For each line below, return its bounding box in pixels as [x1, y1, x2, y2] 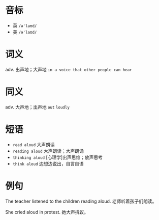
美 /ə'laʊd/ [12, 29, 37, 35]
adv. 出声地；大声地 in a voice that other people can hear [5, 66, 132, 72]
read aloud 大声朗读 [12, 141, 55, 148]
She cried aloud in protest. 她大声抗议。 [5, 209, 89, 215]
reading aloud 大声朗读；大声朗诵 [12, 148, 84, 154]
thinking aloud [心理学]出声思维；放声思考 [12, 154, 103, 160]
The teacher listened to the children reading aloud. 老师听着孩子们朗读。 [5, 198, 157, 204]
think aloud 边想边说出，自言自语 [12, 160, 84, 167]
